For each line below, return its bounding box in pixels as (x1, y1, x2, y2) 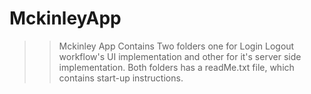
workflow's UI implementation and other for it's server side (58, 50, 302, 62)
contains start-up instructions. (58, 72, 184, 84)
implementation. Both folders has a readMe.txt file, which (58, 61, 295, 73)
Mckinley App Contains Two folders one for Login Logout (58, 40, 295, 52)
